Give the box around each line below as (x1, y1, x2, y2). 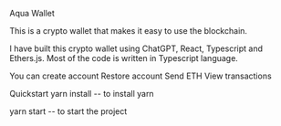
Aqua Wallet (9, 8, 55, 18)
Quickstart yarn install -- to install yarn (9, 89, 154, 99)
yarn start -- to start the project (9, 106, 128, 117)
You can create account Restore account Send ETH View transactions (9, 70, 272, 81)
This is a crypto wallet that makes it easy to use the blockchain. (9, 26, 248, 36)
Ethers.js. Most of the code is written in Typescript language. (9, 53, 239, 63)
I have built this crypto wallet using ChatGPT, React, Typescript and (9, 43, 263, 54)
